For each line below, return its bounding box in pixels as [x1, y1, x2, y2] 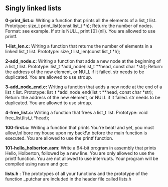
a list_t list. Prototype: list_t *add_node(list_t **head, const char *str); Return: [5, 63, 163, 69]
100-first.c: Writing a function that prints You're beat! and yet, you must [5, 124, 154, 130]
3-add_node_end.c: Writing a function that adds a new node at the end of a [5, 84, 162, 90]
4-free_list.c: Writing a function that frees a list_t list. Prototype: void [5, 109, 148, 115]
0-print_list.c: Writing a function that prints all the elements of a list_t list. [5, 17, 157, 23]
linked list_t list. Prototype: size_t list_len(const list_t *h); [5, 48, 120, 54]
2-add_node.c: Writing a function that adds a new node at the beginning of [5, 58, 161, 64]
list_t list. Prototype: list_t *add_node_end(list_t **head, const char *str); [5, 89, 153, 95]
